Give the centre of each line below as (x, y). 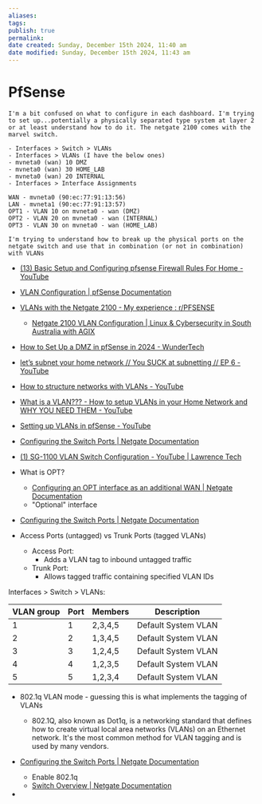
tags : (17, 23)
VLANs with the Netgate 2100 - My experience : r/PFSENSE (117, 307)
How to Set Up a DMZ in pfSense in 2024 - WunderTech (112, 347)
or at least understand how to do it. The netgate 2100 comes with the (129, 127)
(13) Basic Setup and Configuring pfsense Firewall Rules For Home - (131, 267)
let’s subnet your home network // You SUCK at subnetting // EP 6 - (130, 362)
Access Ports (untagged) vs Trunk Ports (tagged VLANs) (113, 535)
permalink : (26, 38)
